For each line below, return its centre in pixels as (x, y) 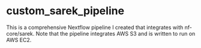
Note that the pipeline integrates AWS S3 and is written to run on (115, 33)
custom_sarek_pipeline (65, 11)
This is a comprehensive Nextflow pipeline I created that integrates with (95, 27)
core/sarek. (20, 33)
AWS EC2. (19, 40)
